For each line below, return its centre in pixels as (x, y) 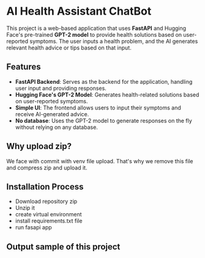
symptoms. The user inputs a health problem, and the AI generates (114, 41)
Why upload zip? (39, 146)
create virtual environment (48, 215)
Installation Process (45, 187)
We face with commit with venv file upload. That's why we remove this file (100, 161)
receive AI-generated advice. (52, 114)
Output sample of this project (63, 247)
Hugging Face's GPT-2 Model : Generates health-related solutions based (107, 94)
